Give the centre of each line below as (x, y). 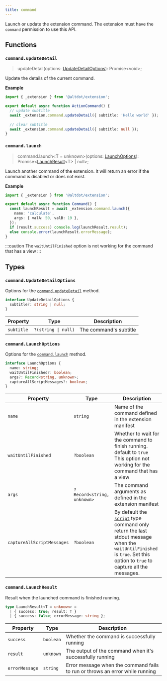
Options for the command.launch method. (46, 354)
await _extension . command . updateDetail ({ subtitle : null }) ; (74, 129)
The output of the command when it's (110, 651)
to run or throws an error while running (111, 672)
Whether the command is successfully (111, 637)
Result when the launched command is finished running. (63, 597)
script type (128, 518)
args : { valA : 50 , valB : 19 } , (46, 218)
